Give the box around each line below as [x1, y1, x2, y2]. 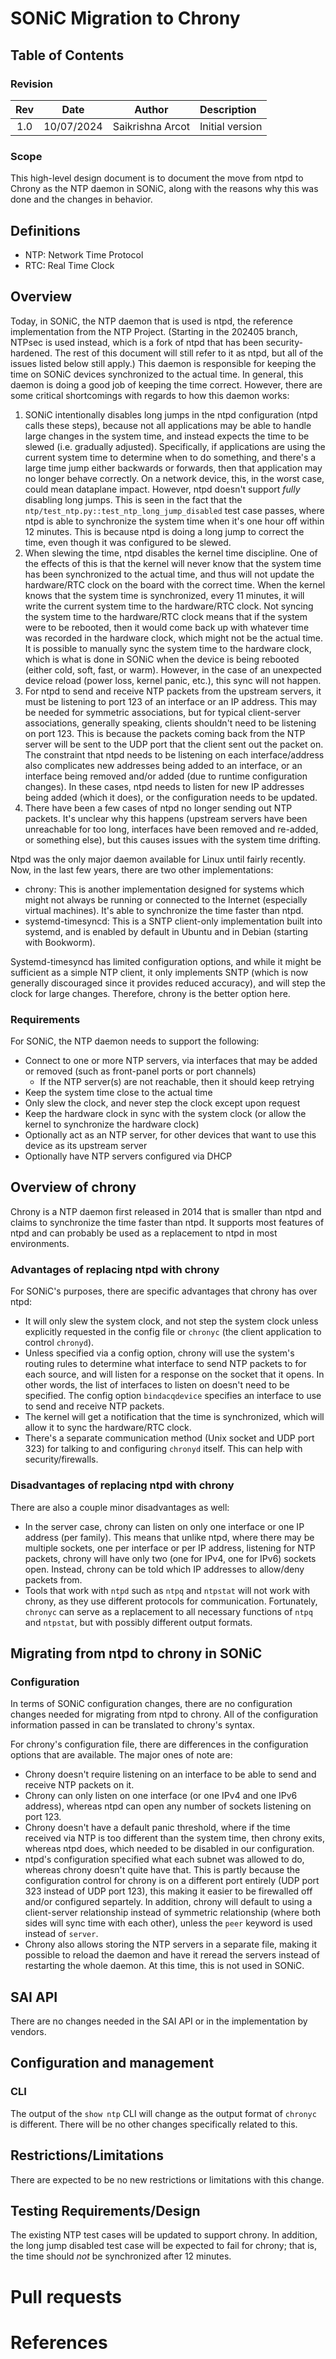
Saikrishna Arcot [112, 119, 191, 133]
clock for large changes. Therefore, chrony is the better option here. [10, 987, 291, 999]
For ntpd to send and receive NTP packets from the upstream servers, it [24, 685, 322, 697]
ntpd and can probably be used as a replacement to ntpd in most [10, 1227, 278, 1239]
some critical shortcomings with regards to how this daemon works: [10, 389, 290, 401]
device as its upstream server [24, 1140, 148, 1152]
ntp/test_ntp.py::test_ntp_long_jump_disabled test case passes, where [24, 504, 325, 516]
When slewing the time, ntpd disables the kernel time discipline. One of [24, 547, 318, 559]
